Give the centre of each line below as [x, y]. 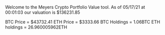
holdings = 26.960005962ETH [36, 27]
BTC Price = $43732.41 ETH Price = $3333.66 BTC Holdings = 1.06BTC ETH [82, 22]
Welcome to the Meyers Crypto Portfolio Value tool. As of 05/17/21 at [75, 7]
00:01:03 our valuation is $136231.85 [43, 12]
